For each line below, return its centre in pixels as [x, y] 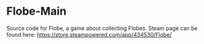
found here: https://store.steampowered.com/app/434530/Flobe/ [89, 34]
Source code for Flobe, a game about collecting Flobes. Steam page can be [102, 28]
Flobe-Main [36, 11]
